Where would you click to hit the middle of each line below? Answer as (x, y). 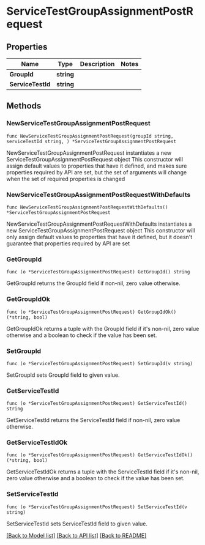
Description (97, 64)
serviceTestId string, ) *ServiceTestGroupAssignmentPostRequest (91, 141)
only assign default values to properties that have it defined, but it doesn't (99, 237)
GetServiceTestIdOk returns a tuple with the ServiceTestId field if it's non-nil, (103, 472)
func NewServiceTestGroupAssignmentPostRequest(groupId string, (90, 136)
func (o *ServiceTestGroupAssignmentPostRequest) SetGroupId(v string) (99, 363)
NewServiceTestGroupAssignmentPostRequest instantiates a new (89, 153)
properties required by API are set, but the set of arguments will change (97, 172)
